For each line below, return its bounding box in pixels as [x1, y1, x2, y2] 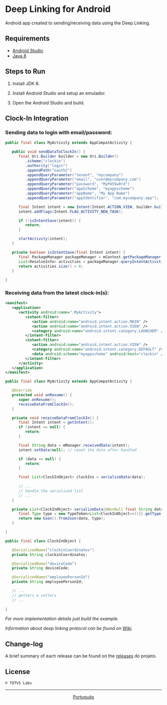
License [5, 667, 30, 676]
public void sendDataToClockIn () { [11, 149, 85, 155]
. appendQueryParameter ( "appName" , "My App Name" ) [25, 191, 130, 196]
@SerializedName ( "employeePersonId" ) [11, 575, 90, 580]
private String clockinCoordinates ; [11, 552, 88, 557]
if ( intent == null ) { [18, 425, 66, 430]
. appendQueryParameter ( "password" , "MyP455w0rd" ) [25, 181, 130, 187]
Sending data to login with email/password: [5, 129, 112, 136]
